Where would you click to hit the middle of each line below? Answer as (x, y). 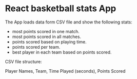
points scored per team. (36, 47)
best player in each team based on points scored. (62, 52)
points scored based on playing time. (49, 41)
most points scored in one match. (46, 31)
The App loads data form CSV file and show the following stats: (69, 22)
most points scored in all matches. (47, 37)
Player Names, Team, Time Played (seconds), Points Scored (65, 71)
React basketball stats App (60, 9)
